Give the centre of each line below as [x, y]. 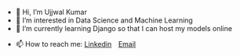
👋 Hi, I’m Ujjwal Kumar [51, 12]
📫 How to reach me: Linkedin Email [76, 44]
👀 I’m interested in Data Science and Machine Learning [104, 20]
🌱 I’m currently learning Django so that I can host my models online [124, 28]
